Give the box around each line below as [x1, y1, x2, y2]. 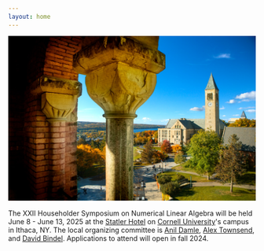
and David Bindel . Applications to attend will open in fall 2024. [8, 234, 209, 243]
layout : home [8, 13, 51, 20]
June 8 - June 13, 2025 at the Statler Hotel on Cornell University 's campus [8, 217, 249, 227]
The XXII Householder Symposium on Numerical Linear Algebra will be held [8, 209, 253, 218]
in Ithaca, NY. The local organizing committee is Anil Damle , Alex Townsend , [8, 225, 255, 235]
